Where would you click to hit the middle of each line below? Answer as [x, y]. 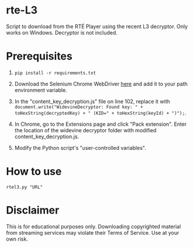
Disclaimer [33, 210]
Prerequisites [39, 56]
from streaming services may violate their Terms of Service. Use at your [93, 232]
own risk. [17, 239]
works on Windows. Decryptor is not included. [62, 32]
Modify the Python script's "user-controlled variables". [80, 147]
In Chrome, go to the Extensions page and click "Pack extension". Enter [101, 124]
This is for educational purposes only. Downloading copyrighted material [93, 227]
